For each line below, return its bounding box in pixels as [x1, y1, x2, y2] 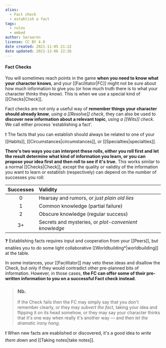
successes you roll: [5, 174, 44, 180]
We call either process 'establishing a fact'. [5, 121, 93, 127]
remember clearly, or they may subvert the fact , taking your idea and [17, 304, 158, 310]
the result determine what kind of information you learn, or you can [5, 153, 146, 159]
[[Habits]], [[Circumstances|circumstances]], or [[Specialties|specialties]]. [5, 138, 157, 144]
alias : [5, 7, 19, 12]
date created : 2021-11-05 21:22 [5, 44, 72, 49]
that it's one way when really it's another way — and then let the [17, 315, 148, 321]
